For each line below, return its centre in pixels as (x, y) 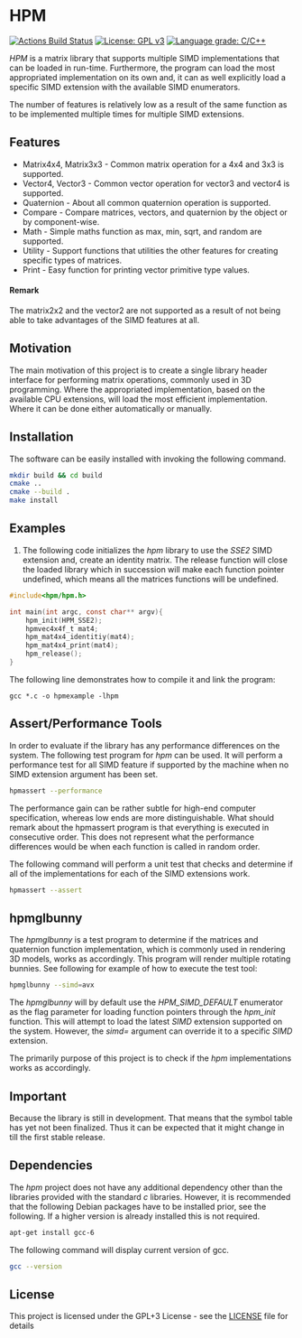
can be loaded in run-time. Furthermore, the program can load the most (142, 68)
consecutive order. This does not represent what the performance (132, 837)
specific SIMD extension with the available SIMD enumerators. (125, 87)
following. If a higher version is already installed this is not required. (135, 1216)
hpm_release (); (54, 654)
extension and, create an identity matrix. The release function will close (155, 560)
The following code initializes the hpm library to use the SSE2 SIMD (147, 550)
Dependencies (51, 1166)
